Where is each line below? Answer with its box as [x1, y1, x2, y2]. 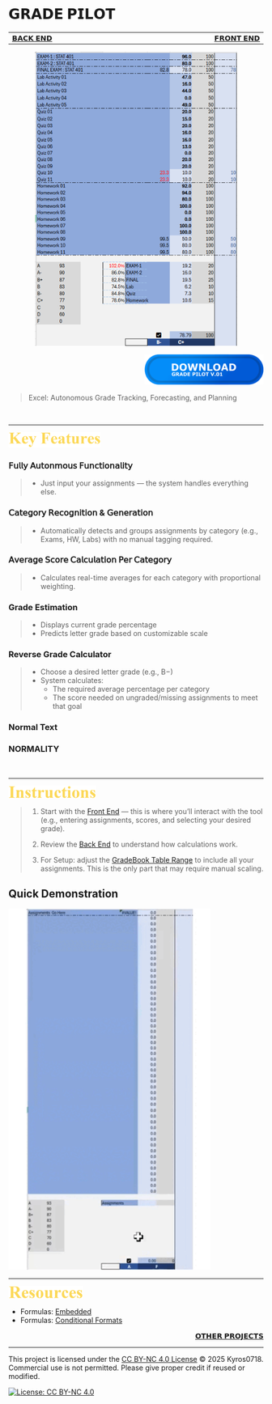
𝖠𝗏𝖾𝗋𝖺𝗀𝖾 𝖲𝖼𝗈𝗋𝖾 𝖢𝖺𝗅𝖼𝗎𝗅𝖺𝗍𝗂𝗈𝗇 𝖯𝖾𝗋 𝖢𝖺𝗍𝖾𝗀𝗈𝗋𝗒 [8, 554, 172, 566]
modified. [8, 1371, 40, 1381]
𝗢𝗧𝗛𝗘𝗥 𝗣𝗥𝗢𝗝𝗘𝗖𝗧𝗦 [194, 1330, 264, 1340]
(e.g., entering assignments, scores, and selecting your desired [40, 815, 251, 825]
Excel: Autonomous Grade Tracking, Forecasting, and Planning [28, 392, 237, 402]
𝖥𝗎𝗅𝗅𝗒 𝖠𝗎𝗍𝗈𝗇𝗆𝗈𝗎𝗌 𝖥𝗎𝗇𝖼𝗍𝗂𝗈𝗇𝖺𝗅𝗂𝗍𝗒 [8, 460, 134, 471]
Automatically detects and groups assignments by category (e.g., [40, 525, 259, 535]
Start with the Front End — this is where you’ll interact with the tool [40, 806, 263, 816]
